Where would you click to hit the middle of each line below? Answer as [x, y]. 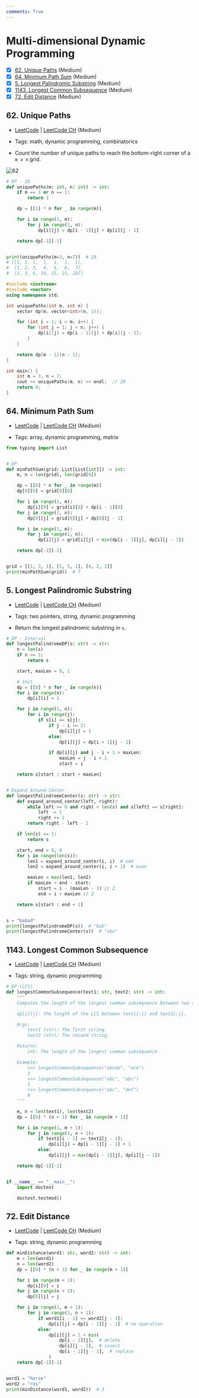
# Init [25, 682]
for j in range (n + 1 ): [46, 1291]
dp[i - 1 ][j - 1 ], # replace [96, 1352]
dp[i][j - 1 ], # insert [89, 1346]
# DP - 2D [18, 181]
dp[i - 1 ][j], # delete [89, 1341]
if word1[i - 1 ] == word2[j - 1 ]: [80, 1318]
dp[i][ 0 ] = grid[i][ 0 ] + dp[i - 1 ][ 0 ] [75, 507]
